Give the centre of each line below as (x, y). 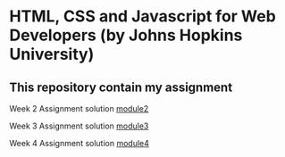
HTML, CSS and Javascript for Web (143, 17)
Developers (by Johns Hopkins (126, 35)
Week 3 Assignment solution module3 (79, 126)
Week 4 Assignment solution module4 (80, 143)
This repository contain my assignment (121, 87)
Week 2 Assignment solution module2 (79, 108)
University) (52, 54)
